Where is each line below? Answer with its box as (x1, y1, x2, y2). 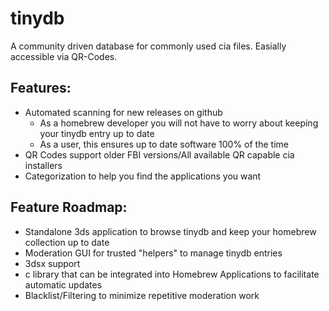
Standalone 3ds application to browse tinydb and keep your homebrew (24, 225, 317, 237)
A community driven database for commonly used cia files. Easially (10, 40, 287, 52)
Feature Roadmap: (10, 199, 128, 216)
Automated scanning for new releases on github (24, 106, 223, 118)
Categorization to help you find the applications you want (24, 170, 262, 182)
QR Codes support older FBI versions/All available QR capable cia (24, 148, 295, 161)
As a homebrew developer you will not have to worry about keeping (39, 117, 319, 129)
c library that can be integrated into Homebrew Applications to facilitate (24, 268, 320, 280)
